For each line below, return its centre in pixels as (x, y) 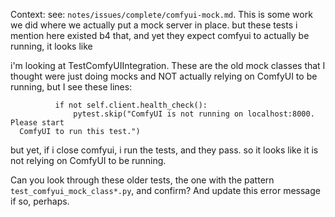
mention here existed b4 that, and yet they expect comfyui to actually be (160, 35)
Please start (37, 123)
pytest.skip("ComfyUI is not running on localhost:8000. (194, 114)
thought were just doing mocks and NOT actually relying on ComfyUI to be (164, 76)
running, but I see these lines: (71, 87)
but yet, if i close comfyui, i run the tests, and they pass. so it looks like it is (164, 150)
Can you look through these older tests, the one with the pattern (142, 180)
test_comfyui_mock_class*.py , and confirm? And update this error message (165, 190)
